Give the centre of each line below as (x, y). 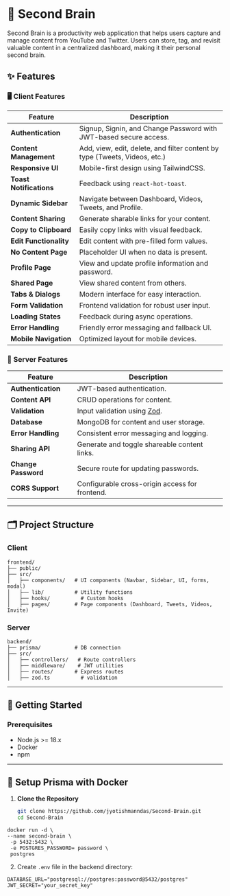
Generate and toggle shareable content (140, 444)
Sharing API (30, 448)
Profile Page (31, 267)
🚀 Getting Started (45, 705)
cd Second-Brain (40, 818)
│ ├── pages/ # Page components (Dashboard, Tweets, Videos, (110, 604)
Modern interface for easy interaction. (140, 294)
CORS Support (35, 488)
